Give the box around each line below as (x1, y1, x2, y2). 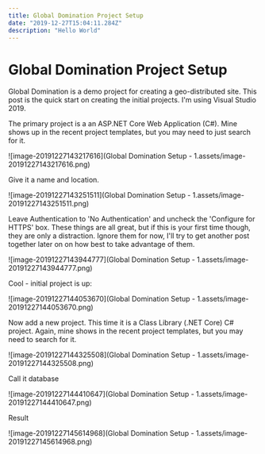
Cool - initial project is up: (8, 279, 93, 288)
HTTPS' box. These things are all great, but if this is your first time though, (8, 223, 252, 233)
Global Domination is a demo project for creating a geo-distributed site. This (8, 87, 257, 96)
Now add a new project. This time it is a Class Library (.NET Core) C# (8, 318, 234, 328)
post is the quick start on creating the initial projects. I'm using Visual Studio (8, 95, 256, 105)
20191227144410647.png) (8, 398, 92, 407)
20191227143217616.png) (8, 160, 90, 169)
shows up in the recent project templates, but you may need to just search (8, 128, 252, 137)
